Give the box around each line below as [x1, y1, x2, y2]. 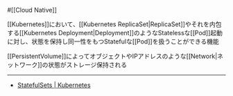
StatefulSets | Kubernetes [17, 81, 92, 89]
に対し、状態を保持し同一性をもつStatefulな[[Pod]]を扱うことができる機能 [7, 37, 220, 46]
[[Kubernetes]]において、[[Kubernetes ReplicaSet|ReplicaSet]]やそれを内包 [7, 20, 222, 28]
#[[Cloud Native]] [7, 6, 58, 14]
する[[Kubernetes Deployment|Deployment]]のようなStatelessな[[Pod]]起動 [7, 29, 223, 37]
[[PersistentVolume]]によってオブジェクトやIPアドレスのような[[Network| [7, 52, 218, 60]
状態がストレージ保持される [48, 61, 127, 68]
